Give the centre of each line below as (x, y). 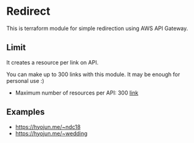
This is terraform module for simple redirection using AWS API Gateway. (97, 28)
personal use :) (25, 80)
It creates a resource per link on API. (52, 62)
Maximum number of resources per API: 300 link (77, 93)
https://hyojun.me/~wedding (51, 133)
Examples (25, 112)
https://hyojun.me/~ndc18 (48, 126)
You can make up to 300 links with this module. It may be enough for (93, 74)
